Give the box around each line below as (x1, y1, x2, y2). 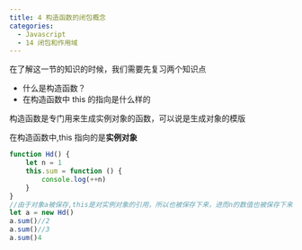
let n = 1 (25, 159, 63, 168)
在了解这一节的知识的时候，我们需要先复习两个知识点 (9, 64, 207, 74)
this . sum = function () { (25, 167, 123, 176)
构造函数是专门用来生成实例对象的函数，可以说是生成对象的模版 (9, 113, 245, 124)
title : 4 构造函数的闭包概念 (9, 13, 106, 22)
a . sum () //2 (9, 217, 50, 226)
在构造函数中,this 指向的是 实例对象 (9, 132, 138, 143)
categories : (9, 22, 54, 30)
